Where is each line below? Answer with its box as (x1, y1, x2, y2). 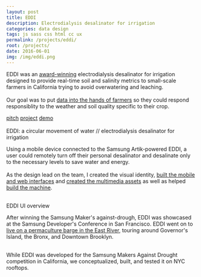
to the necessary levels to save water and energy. (6, 158, 130, 165)
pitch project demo (6, 114, 54, 122)
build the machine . (6, 184, 53, 191)
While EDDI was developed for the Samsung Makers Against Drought (6, 251, 178, 258)
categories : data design (6, 25, 69, 32)
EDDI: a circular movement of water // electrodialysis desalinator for (6, 127, 175, 134)
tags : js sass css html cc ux (6, 31, 83, 37)
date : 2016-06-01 (6, 48, 50, 54)
